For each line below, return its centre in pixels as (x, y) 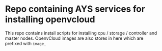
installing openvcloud (50, 19)
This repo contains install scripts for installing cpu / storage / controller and (81, 33)
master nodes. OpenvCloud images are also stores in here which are (74, 38)
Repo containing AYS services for (75, 9)
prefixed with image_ (26, 43)
